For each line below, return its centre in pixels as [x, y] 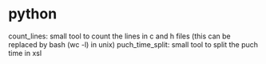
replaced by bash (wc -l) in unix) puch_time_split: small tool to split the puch [133, 44]
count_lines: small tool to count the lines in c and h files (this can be [119, 36]
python [33, 14]
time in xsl [25, 53]
